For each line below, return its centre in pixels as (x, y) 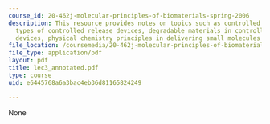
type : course (30, 75)
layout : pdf (28, 61)
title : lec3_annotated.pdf (53, 68)
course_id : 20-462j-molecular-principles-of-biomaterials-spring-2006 (129, 16)
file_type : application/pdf (55, 53)
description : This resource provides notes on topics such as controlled (135, 23)
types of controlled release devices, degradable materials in (123, 30)
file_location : (34, 46)
